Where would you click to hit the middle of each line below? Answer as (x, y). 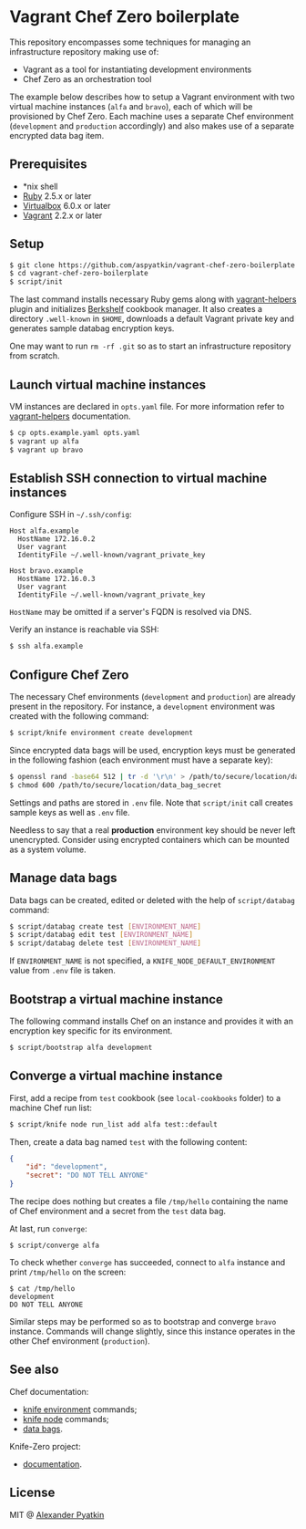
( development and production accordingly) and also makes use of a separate (152, 126)
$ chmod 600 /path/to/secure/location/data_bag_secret (116, 785)
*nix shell (40, 186)
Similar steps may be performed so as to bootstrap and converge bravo (143, 1322)
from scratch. (35, 356)
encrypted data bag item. (57, 135)
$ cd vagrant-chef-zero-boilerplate (79, 274)
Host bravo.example (46, 571)
